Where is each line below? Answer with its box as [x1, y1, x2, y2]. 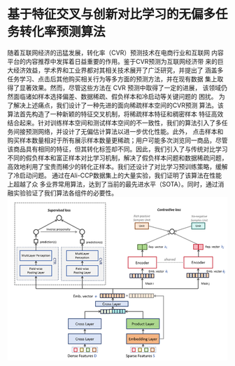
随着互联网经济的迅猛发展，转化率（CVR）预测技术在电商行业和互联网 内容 [7, 48, 224, 57]
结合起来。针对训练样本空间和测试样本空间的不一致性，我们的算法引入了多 [7, 118, 222, 127]
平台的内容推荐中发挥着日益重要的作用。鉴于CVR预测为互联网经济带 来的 [7, 57, 218, 65]
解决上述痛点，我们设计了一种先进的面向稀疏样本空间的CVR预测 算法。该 [13, 101, 224, 109]
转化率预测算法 [20, 24, 106, 40]
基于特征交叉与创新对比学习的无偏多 [7, 6, 216, 22]
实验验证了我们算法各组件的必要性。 [13, 189, 117, 197]
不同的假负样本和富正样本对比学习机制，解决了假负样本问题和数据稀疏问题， [7, 154, 228, 162]
